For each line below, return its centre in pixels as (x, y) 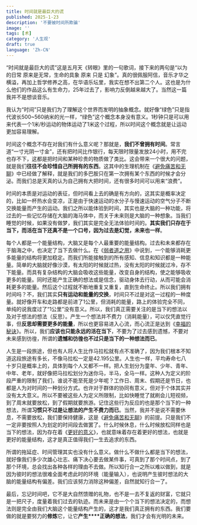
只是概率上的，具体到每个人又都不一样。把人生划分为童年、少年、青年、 (103, 365)
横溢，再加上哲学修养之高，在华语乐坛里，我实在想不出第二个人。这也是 (93, 82)
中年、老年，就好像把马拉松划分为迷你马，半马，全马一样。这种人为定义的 (96, 373)
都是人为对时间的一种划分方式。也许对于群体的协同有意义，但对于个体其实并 (98, 388)
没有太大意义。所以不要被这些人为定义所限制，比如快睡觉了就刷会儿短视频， (98, 395)
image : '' (18, 28)
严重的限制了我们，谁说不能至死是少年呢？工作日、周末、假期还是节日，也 (101, 380)
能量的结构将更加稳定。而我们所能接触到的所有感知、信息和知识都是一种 (98, 257)
